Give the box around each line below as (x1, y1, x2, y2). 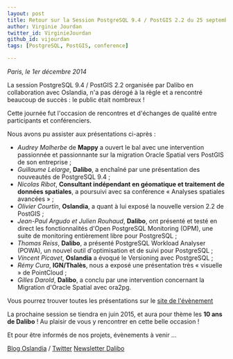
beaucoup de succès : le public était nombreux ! (7, 96, 145, 104)
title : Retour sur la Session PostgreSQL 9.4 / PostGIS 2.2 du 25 (7, 17, 203, 24)
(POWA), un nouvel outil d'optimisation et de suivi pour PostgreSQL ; (17, 247, 214, 254)
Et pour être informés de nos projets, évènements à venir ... (7, 331, 177, 339)
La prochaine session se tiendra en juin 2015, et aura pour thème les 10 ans (7, 310, 223, 318)
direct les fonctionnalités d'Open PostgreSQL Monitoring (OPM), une (17, 225, 214, 232)
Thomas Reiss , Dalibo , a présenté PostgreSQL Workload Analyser (17, 239, 206, 247)
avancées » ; (17, 195, 54, 203)
